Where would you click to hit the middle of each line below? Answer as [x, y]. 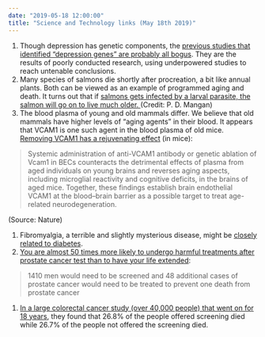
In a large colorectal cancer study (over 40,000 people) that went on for [137, 308]
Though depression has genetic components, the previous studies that [135, 45]
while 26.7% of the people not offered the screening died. [114, 324]
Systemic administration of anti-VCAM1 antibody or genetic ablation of [142, 153]
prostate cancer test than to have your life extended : [105, 260]
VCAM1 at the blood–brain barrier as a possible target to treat [127, 196]
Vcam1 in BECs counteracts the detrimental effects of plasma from [136, 162]
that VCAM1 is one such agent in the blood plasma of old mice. [121, 130]
